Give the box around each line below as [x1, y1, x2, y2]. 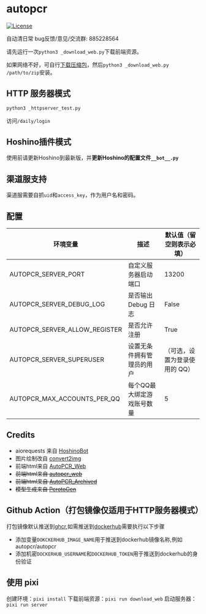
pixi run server [6, 602, 48, 608]
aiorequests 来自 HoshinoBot [15, 447, 89, 454]
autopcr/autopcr [15, 543, 57, 550]
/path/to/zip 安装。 [6, 68, 56, 76]
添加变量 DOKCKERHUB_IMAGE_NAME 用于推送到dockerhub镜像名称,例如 [15, 535, 183, 543]
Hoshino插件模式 [6, 137, 72, 148]
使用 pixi [6, 577, 39, 588]
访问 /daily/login [6, 117, 50, 124]
